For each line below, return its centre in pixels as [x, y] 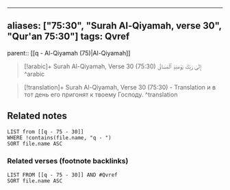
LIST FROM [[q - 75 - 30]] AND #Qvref [62, 175]
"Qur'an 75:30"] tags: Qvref [68, 37]
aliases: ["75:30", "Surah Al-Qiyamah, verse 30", [114, 26]
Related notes [37, 116]
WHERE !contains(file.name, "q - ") [59, 137]
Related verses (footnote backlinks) [68, 161]
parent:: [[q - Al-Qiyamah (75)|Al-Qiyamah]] [69, 53]
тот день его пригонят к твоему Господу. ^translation [101, 94]
